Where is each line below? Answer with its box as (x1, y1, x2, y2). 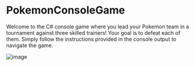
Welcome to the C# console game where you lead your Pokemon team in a (6, 23, 189, 30)
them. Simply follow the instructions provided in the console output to (6, 35, 177, 42)
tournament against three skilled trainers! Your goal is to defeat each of (6, 29, 181, 36)
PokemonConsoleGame (6, 4, 125, 17)
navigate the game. (6, 42, 54, 49)
